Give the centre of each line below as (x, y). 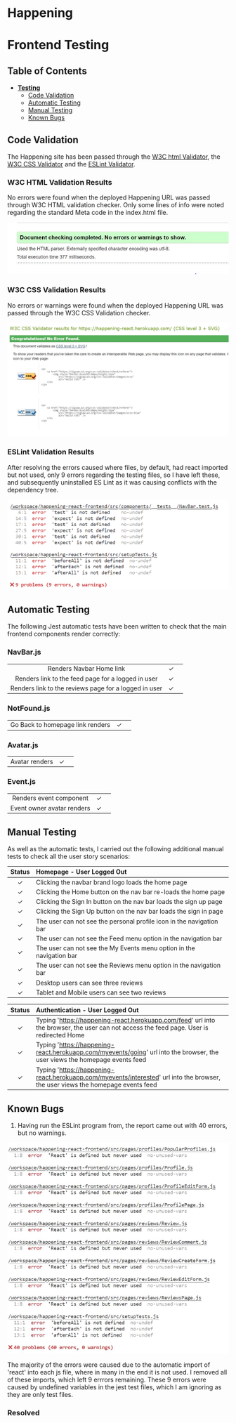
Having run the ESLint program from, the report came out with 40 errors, (122, 1126)
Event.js (22, 782)
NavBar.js (24, 653)
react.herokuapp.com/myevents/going (91, 1052)
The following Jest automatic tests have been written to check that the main (117, 627)
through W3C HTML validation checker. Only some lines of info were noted (116, 205)
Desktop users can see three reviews (90, 983)
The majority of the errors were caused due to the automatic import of (109, 1365)
